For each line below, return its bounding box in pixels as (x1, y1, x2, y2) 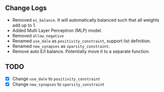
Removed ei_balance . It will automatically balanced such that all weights (12, 17, 160, 23)
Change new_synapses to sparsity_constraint (12, 81, 105, 87)
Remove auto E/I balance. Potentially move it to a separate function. (12, 48, 150, 54)
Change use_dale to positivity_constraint (12, 76, 100, 82)
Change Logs (5, 4, 47, 12)
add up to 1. (12, 22, 37, 28)
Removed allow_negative (12, 32, 64, 38)
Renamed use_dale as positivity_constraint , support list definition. (12, 38, 152, 44)
